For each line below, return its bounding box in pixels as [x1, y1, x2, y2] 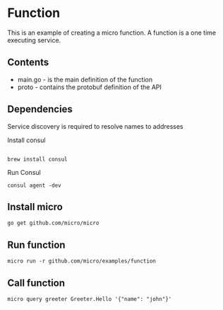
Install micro [7, 200, 64, 213]
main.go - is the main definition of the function [17, 75, 153, 84]
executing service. [7, 35, 61, 44]
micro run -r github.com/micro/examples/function [7, 258, 157, 265]
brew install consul [7, 156, 68, 163]
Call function [7, 277, 66, 289]
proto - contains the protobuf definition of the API [17, 83, 162, 91]
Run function [7, 239, 66, 251]
